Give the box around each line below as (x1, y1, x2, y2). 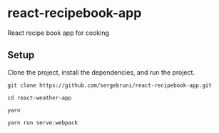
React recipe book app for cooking (7, 28, 109, 37)
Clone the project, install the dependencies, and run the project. (7, 68, 195, 76)
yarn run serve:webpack (7, 119, 78, 126)
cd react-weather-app (7, 94, 72, 101)
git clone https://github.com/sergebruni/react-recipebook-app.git (7, 82, 213, 89)
